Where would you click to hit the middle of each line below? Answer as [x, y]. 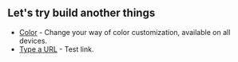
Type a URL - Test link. [56, 49]
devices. [33, 41]
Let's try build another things [81, 13]
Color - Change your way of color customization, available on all [125, 32]
